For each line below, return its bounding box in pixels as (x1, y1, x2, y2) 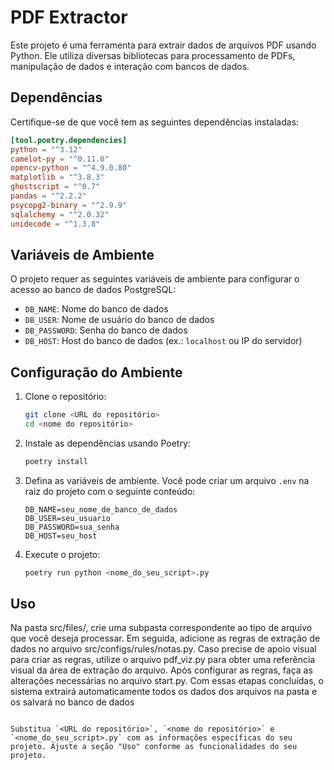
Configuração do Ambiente (10, 364, 183, 381)
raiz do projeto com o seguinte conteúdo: (24, 485, 196, 497)
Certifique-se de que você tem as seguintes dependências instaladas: (10, 116, 300, 128)
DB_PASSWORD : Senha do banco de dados (24, 324, 188, 336)
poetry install (24, 456, 89, 466)
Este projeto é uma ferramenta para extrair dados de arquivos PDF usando (10, 39, 317, 51)
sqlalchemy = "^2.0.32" (10, 209, 110, 220)
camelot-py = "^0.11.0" (10, 154, 110, 164)
